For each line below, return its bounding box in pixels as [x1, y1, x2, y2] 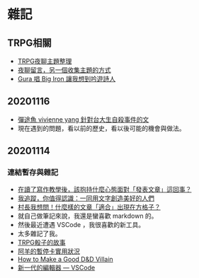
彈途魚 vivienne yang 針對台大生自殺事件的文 [17, 115, 149, 124]
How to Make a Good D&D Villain [17, 255, 113, 263]
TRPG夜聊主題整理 [17, 57, 72, 65]
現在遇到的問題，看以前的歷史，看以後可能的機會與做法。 [17, 124, 186, 132]
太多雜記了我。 [17, 229, 62, 238]
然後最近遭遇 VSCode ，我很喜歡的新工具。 [17, 220, 145, 228]
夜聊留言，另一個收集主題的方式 [17, 66, 111, 74]
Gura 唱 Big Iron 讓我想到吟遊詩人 [17, 75, 116, 83]
